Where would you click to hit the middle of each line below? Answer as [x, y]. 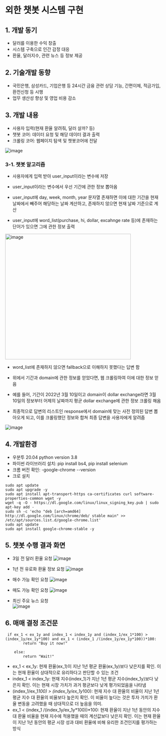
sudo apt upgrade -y [27, 490]
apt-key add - [20, 507]
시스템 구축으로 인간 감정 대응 [41, 49]
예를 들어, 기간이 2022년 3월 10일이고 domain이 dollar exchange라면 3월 [84, 394]
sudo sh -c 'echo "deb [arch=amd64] [43, 511]
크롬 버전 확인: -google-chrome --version [54, 470]
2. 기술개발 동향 [28, 73]
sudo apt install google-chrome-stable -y [50, 529]
